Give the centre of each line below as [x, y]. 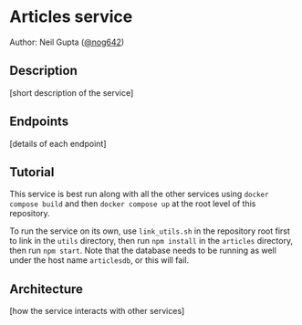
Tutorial [32, 172]
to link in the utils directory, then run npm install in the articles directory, [151, 241]
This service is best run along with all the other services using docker [139, 194]
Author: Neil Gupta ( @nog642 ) [67, 42]
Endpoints [39, 122]
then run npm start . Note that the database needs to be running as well [143, 251]
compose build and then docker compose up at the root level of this [133, 204]
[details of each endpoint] [58, 143]
